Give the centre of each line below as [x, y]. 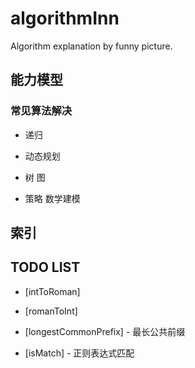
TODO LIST [45, 267]
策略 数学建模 [52, 198]
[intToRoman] [52, 291]
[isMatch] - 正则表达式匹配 [79, 353]
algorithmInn [65, 18]
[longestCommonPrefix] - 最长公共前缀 [105, 331]
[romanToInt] [51, 311]
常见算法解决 [41, 111]
